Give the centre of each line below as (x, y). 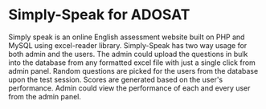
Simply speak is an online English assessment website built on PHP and (127, 37)
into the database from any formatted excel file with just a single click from (132, 63)
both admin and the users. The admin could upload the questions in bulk (128, 54)
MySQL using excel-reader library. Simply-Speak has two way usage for (128, 45)
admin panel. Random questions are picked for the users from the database (133, 71)
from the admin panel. (45, 96)
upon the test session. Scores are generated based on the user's (116, 79)
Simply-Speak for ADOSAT (99, 15)
